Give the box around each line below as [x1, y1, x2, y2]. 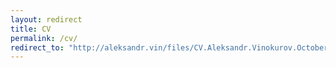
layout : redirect [10, 14, 83, 25]
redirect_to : [10, 42, 65, 53]
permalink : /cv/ [10, 33, 78, 43]
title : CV [10, 24, 52, 34]
